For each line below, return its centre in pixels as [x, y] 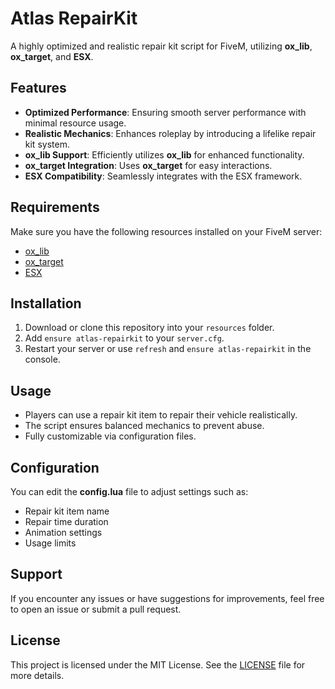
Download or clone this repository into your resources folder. [149, 328]
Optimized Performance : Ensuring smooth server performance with [165, 112]
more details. [37, 675]
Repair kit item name [67, 511]
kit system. [47, 144]
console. [42, 359]
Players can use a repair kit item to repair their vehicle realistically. [161, 415]
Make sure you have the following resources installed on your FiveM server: [166, 231]
